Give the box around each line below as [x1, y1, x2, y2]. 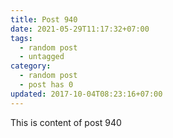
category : [10, 61, 52, 71]
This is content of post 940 [10, 116, 122, 128]
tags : [10, 33, 33, 43]
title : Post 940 [10, 14, 78, 25]
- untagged [19, 52, 65, 62]
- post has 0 [19, 80, 74, 90]
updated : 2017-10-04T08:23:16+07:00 [10, 89, 163, 99]
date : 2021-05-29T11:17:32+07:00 [10, 24, 150, 34]
